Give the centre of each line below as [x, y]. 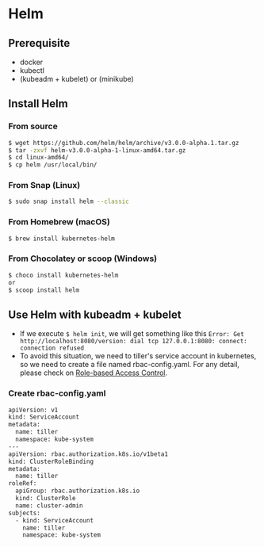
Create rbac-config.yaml [57, 393]
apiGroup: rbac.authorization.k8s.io [78, 491]
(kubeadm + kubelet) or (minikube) [77, 79]
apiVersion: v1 [33, 410]
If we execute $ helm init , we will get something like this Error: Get [132, 334]
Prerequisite [39, 43]
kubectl [32, 71]
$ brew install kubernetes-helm [61, 239]
